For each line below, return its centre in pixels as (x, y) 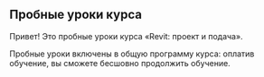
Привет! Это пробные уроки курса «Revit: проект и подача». (126, 36)
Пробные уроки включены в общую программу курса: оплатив (132, 54)
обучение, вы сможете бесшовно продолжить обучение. (120, 63)
